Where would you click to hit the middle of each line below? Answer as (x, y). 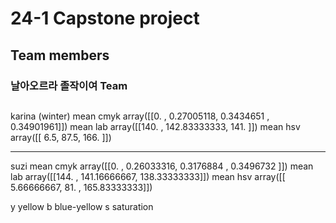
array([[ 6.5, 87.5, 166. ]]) (61, 137)
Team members (60, 55)
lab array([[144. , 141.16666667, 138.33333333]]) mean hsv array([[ (148, 176)
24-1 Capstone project (105, 18)
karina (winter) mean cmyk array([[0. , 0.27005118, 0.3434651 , (140, 116)
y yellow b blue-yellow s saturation (82, 206)
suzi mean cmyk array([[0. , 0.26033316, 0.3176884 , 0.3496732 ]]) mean (162, 166)
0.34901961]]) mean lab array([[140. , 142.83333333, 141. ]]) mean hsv (155, 126)
